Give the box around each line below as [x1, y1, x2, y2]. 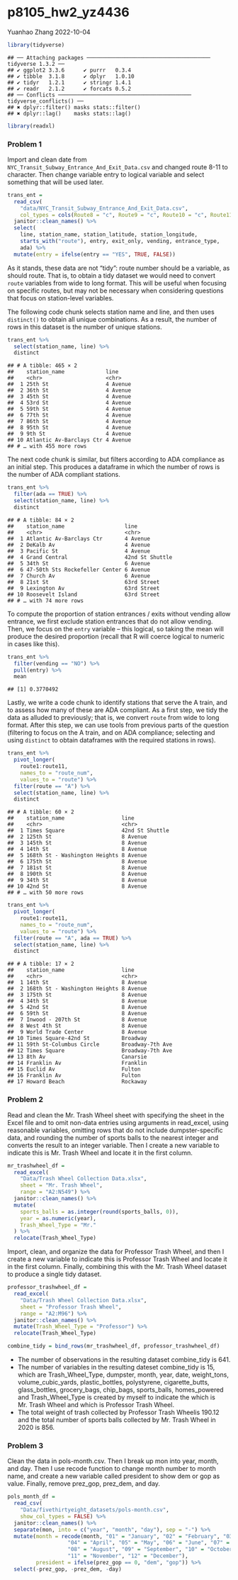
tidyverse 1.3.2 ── [7, 60, 65, 67]
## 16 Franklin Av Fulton [7, 1072, 141, 1079]
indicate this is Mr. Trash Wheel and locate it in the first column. [7, 1149, 193, 1157]
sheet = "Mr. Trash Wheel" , [20, 1182, 103, 1189]
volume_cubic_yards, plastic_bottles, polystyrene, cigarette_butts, [17, 1378, 210, 1387]
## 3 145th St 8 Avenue [7, 840, 147, 847]
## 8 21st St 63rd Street [7, 578, 160, 585]
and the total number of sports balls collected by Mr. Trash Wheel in [17, 1416, 216, 1424]
